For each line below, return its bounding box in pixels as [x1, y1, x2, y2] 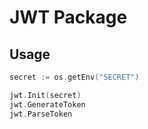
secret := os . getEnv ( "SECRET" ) [9, 72, 140, 82]
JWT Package [9, 6, 128, 29]
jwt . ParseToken [9, 109, 73, 119]
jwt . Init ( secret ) [9, 90, 82, 100]
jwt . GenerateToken [9, 99, 86, 110]
